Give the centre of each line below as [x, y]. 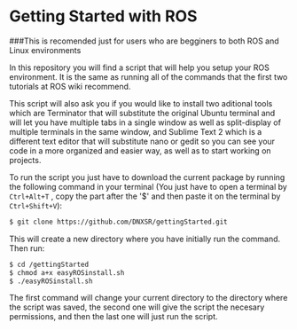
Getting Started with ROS [103, 16]
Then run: [27, 248]
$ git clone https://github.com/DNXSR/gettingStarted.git [118, 222]
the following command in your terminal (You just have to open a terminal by [148, 186]
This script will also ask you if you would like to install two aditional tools [141, 103]
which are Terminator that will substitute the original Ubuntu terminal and [142, 113]
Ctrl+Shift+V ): [36, 205]
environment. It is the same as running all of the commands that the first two [148, 76]
